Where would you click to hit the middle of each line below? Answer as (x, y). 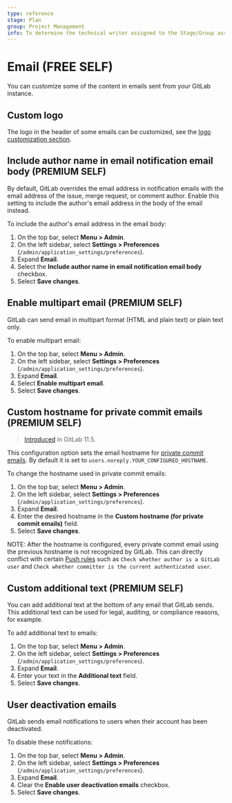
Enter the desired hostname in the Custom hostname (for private (110, 516)
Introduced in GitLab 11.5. (60, 440)
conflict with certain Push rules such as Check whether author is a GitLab (113, 559)
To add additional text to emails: (52, 633)
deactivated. (25, 729)
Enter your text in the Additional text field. (77, 676)
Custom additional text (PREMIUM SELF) (96, 588)
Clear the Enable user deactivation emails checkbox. (94, 785)
